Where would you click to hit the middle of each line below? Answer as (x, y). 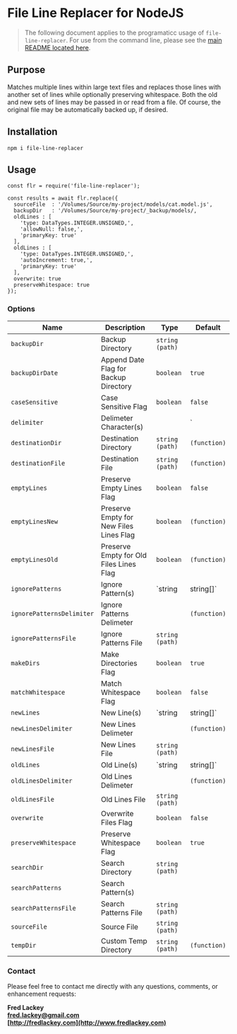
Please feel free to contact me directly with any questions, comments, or (113, 986)
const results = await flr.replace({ (63, 199)
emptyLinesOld (35, 559)
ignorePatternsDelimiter (53, 613)
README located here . (57, 47)
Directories (119, 663)
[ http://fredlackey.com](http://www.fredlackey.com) (87, 1022)
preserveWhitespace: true (52, 285)
